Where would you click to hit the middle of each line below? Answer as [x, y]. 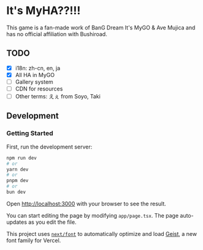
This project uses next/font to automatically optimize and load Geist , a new [102, 233]
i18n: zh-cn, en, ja [38, 68]
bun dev [16, 192]
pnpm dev [17, 181]
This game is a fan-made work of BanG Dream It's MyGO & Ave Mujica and [101, 28]
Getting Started [30, 133]
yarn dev [17, 169]
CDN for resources [39, 89]
